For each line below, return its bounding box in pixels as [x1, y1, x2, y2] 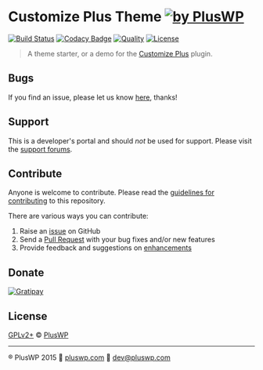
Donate [8, 266, 45, 279]
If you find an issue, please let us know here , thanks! [8, 92, 178, 102]
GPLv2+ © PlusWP [8, 330, 69, 339]
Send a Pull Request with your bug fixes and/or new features [19, 235, 215, 245]
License [8, 310, 48, 323]
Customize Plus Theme [8, 8, 162, 26]
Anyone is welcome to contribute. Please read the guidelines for [8, 188, 215, 198]
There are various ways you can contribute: [8, 212, 149, 221]
